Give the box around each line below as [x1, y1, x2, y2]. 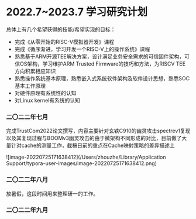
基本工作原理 [14, 82, 46, 89]
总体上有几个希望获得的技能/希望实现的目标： [6, 26, 116, 33]
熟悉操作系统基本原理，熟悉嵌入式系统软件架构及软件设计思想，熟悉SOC [14, 74, 190, 82]
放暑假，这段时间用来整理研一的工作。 [6, 190, 98, 197]
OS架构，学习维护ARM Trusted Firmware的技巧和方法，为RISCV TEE [19, 60, 186, 67]
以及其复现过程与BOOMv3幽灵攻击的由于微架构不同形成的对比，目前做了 [6, 135, 182, 142]
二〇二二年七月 [6, 112, 49, 121]
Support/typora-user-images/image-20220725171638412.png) [6, 160, 157, 167]
